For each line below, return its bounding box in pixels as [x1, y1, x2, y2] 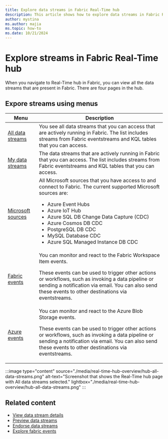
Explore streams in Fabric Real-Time [5, 52, 158, 64]
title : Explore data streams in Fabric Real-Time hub [5, 7, 120, 13]
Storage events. [38, 313, 76, 320]
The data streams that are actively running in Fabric [38, 150, 160, 157]
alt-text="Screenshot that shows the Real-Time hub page [45, 373, 163, 379]
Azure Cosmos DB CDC [47, 219, 103, 227]
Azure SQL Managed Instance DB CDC [47, 238, 138, 245]
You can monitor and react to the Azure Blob [38, 307, 143, 314]
